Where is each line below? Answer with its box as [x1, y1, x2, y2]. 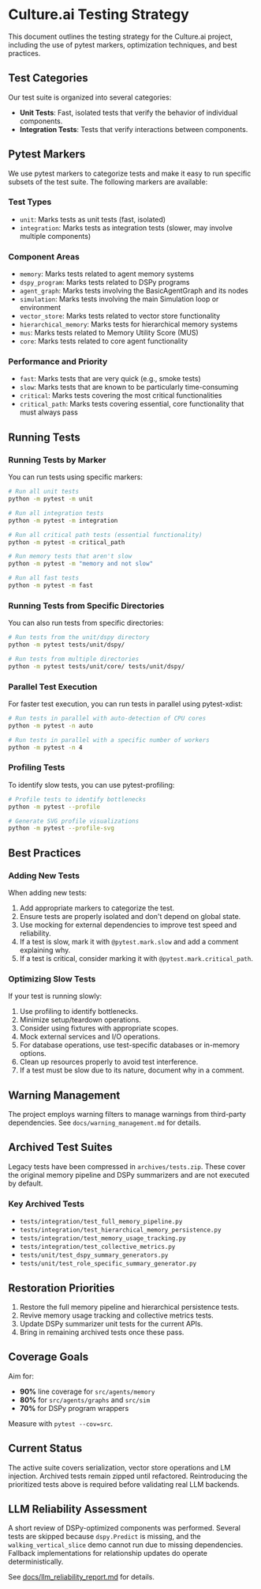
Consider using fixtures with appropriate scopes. [19, 1023, 179, 1033]
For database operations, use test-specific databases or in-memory [19, 1040, 240, 1050]
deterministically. [8, 1557, 64, 1567]
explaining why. [19, 945, 71, 955]
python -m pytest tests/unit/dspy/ [8, 641, 125, 649]
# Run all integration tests [8, 509, 104, 517]
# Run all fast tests [8, 574, 80, 582]
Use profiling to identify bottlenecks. [19, 1007, 139, 1016]
